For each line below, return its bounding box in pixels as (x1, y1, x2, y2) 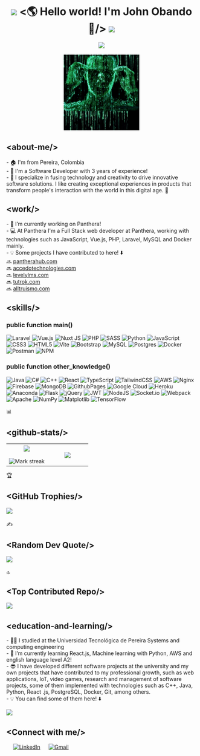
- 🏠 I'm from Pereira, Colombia (6, 158, 85, 166)
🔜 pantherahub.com (6, 258, 57, 265)
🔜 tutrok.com (6, 278, 40, 285)
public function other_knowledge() (6, 362, 111, 371)
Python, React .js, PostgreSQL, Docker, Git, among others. (6, 688, 151, 696)
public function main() (6, 321, 73, 329)
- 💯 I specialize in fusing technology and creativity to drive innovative (6, 174, 178, 181)
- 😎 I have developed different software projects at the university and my (6, 663, 189, 670)
